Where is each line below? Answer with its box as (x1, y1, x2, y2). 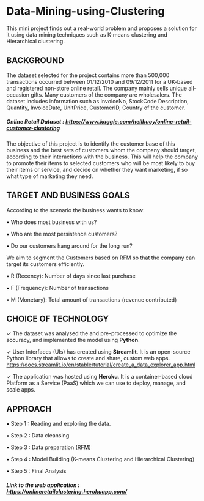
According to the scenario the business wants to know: (6, 206, 145, 213)
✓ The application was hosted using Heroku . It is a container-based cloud (6, 373, 193, 380)
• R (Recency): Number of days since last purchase (6, 272, 136, 280)
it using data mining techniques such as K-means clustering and (6, 31, 168, 38)
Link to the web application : (6, 481, 80, 489)
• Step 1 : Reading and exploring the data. (6, 420, 111, 428)
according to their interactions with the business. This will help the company (6, 153, 199, 160)
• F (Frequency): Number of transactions (6, 284, 109, 291)
